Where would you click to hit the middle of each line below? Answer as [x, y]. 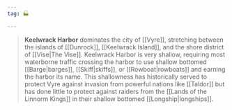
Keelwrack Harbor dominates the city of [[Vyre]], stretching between [124, 40]
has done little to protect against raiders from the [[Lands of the [116, 91]
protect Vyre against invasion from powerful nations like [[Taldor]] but [124, 84]
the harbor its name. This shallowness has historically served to [116, 77]
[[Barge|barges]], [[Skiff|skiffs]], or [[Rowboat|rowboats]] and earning [125, 69]
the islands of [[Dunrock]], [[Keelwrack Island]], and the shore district [124, 47]
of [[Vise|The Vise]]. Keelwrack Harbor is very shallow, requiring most [124, 54]
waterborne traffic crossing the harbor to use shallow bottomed [115, 62]
